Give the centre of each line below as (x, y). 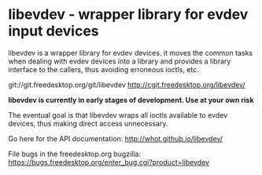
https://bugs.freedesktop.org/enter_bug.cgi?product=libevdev (109, 162)
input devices (54, 31)
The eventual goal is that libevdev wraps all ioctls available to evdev (118, 115)
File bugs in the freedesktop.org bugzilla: (75, 154)
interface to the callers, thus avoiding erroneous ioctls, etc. (103, 69)
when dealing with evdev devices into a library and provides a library (120, 61)
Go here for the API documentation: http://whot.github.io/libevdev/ (115, 138)
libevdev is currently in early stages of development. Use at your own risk (131, 100)
